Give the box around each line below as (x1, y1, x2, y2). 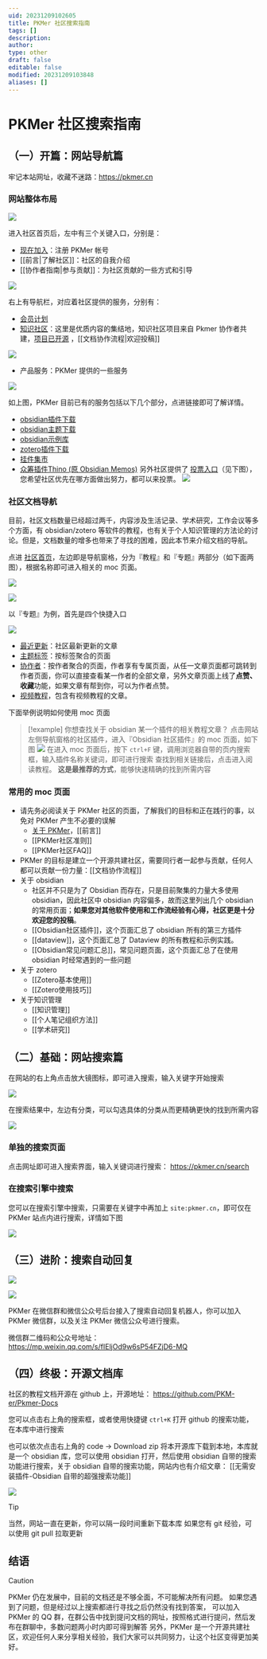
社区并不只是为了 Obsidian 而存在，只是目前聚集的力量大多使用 (31, 886, 239, 895)
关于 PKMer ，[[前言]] (31, 826, 102, 835)
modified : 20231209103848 (8, 71, 94, 79)
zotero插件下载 (19, 444, 69, 454)
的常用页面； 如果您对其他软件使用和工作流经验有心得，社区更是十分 (31, 906, 255, 915)
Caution (8, 1576, 34, 1586)
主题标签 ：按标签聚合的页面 (19, 651, 111, 661)
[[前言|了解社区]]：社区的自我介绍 (19, 255, 130, 264)
